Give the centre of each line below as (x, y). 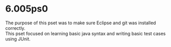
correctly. (15, 28)
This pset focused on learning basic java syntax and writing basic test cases (86, 33)
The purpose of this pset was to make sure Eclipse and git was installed (81, 23)
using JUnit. (18, 39)
